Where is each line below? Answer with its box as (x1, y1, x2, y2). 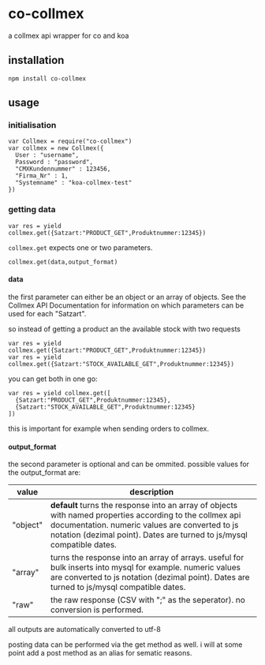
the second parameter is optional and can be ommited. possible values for (8, 459, 250, 469)
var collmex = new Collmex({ (8, 144, 104, 152)
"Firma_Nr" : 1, (15, 172, 69, 180)
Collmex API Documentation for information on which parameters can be (8, 301, 244, 310)
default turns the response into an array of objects (50, 500, 238, 511)
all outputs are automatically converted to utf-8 (8, 625, 162, 634)
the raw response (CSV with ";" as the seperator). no (50, 595, 246, 606)
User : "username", (15, 151, 80, 159)
